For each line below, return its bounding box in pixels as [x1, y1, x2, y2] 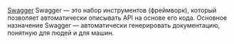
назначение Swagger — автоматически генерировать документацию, [7, 21, 220, 29]
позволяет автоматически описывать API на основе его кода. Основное [7, 13, 228, 22]
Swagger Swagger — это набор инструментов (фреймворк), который [7, 6, 217, 14]
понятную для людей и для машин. [7, 28, 115, 37]
